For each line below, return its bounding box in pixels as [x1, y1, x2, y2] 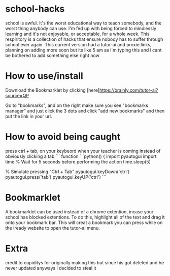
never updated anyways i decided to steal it [5, 265, 96, 271]
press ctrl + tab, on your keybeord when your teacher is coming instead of [5, 148, 161, 154]
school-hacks [5, 3, 65, 15]
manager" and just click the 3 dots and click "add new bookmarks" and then [5, 107, 165, 114]
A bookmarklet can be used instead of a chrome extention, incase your [5, 208, 154, 214]
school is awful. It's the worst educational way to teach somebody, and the [5, 20, 162, 26]
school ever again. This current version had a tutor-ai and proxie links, [5, 41, 152, 47]
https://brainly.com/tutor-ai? [99, 87, 158, 93]
